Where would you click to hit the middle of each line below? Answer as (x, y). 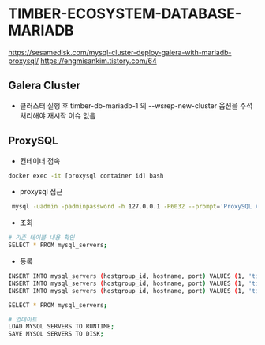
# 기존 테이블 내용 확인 (41, 238)
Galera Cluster (45, 86)
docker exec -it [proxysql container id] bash (86, 176)
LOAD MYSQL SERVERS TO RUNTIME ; (61, 327)
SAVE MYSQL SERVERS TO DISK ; (56, 334)
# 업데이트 (23, 319)
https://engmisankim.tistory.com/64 (99, 61)
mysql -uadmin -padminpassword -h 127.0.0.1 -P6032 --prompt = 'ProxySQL (132, 207)
